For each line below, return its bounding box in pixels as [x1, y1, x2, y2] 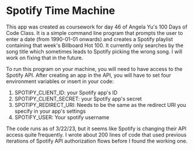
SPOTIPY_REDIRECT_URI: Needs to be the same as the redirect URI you [14, 101, 187, 108]
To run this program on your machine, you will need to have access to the [6, 65, 183, 72]
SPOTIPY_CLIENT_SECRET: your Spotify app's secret [14, 95, 142, 102]
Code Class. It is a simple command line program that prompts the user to [6, 29, 183, 36]
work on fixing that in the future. [6, 54, 83, 61]
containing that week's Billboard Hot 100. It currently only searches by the [6, 42, 184, 49]
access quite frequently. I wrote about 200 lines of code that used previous [6, 131, 187, 138]
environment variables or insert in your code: [6, 77, 114, 85]
